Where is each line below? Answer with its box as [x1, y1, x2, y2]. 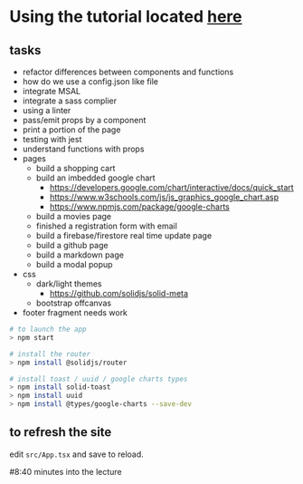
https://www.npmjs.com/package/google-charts [49, 201, 231, 212]
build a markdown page [35, 249, 125, 260]
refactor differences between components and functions [22, 66, 234, 77]
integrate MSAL [22, 86, 81, 96]
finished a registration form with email [35, 220, 178, 231]
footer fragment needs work [22, 307, 128, 318]
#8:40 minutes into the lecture [9, 466, 122, 477]
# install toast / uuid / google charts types [9, 374, 188, 383]
